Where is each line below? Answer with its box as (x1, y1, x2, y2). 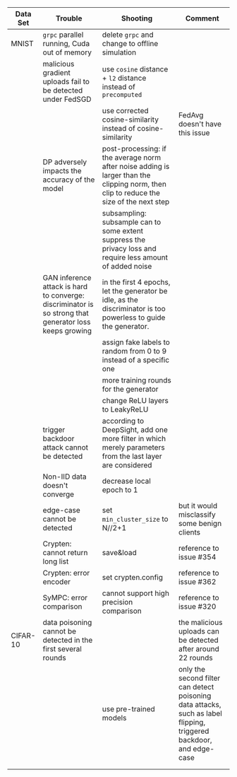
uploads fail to (42, 77, 90, 86)
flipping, (178, 718, 206, 727)
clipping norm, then (102, 180, 167, 189)
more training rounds (102, 375, 171, 385)
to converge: (42, 291, 85, 300)
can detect (178, 682, 214, 691)
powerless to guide (102, 312, 166, 322)
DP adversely (42, 157, 87, 167)
